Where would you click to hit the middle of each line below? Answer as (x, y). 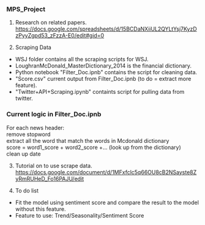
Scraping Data (33, 47)
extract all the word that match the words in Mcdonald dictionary (88, 140)
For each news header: (35, 128)
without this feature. (40, 209)
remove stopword (28, 134)
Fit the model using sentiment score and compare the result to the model (107, 202)
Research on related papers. (51, 23)
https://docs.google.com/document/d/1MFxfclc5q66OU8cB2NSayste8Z (106, 172)
